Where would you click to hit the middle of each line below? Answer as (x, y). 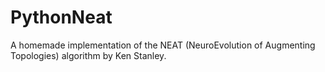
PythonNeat (61, 17)
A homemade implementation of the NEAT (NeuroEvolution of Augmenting (163, 45)
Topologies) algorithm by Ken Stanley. (88, 55)
